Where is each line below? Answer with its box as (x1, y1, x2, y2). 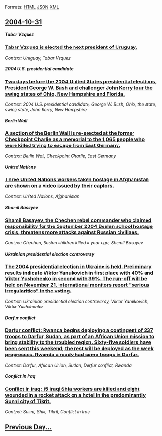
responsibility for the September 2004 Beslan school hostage (5, 223, 153, 229)
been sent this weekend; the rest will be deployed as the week (5, 345, 154, 352)
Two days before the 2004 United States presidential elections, (5, 78, 157, 85)
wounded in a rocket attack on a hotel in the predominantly (5, 391, 146, 398)
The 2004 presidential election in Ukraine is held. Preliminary (5, 263, 152, 270)
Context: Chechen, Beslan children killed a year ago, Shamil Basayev (5, 240, 144, 246)
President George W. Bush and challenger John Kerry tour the (5, 84, 153, 91)
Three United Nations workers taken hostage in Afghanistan (5, 177, 149, 183)
